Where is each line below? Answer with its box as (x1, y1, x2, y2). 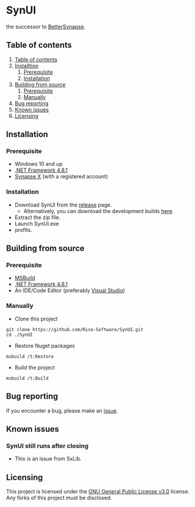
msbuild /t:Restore (6, 354, 54, 359)
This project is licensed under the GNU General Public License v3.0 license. (6, 488, 190, 495)
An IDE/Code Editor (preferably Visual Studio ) (14, 287, 125, 294)
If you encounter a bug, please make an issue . (6, 407, 118, 414)
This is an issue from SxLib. (14, 455, 82, 462)
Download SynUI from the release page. (14, 201, 112, 208)
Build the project (14, 364, 55, 371)
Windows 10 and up (14, 161, 63, 168)
